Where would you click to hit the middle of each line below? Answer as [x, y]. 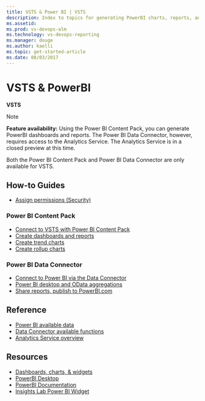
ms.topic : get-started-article [46, 52]
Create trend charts [40, 242]
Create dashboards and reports [55, 235]
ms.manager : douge [30, 40]
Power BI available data [45, 325]
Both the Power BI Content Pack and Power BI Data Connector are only [95, 160]
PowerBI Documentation [46, 384]
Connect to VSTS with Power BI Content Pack [72, 229]
